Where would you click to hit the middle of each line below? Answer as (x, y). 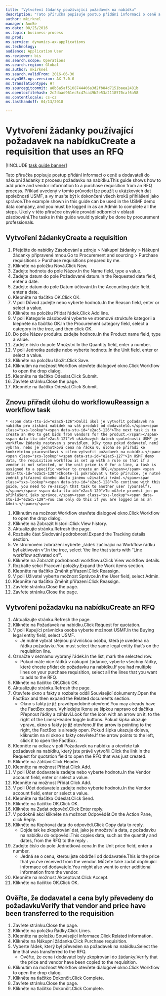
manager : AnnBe (21, 24)
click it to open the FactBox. (48, 740)
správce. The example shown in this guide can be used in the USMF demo (81, 202)
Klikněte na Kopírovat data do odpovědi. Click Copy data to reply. (78, 825)
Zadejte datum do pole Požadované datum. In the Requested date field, (85, 276)
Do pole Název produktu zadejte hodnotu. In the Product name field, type (87, 334)
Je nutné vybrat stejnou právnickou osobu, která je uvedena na (84, 640)
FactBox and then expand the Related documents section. (71, 698)
